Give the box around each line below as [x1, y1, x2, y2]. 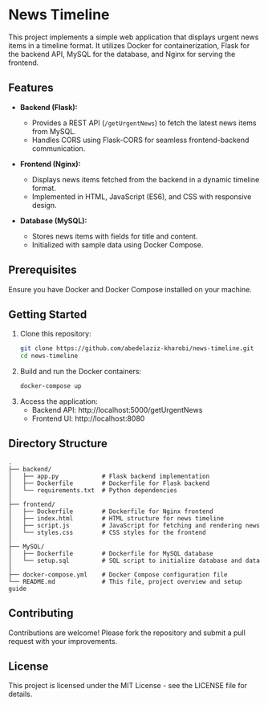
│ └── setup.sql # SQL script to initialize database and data [8, 556, 261, 564]
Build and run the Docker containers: [19, 367, 142, 377]
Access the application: [19, 397, 98, 406]
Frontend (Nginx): [19, 159, 81, 169]
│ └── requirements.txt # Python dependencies [8, 486, 178, 495]
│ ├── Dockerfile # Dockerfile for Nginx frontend [8, 507, 214, 516]
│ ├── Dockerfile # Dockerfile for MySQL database [8, 549, 214, 557]
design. [31, 200, 57, 210]
